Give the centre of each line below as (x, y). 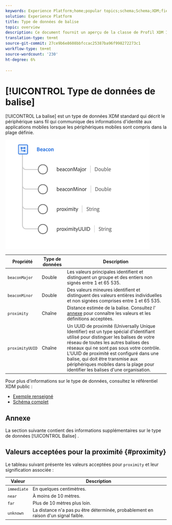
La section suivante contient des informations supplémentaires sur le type (83, 430)
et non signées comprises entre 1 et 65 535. (114, 301)
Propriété (23, 261)
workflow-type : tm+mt (28, 49)
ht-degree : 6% (20, 60)
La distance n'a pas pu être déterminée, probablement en (93, 510)
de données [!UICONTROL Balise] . (42, 436)
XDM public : (19, 387)
